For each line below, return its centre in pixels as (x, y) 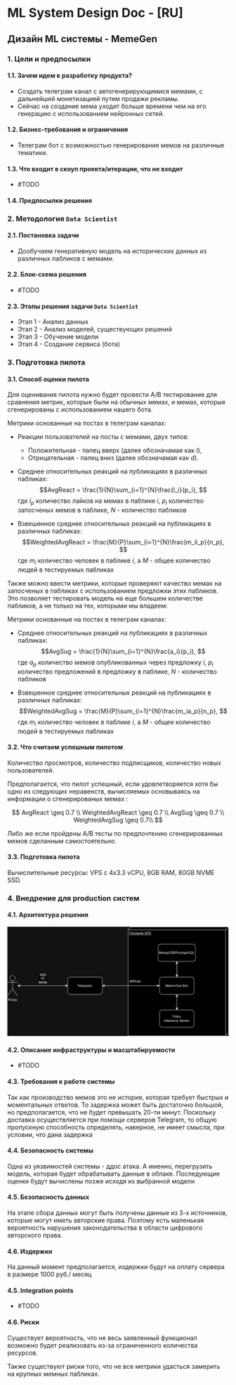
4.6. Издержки (30, 1251)
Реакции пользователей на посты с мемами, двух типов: (103, 437)
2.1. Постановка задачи (43, 235)
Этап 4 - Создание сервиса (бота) (69, 344)
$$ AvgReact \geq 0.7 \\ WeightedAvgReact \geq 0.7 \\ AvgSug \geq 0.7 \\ (118, 812)
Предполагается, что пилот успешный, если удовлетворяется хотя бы (113, 784)
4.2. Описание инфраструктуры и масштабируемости (91, 1050)
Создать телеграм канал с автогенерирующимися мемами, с (110, 91)
